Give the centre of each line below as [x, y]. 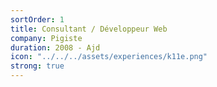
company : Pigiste [46, 38]
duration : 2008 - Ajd [55, 47]
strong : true [37, 66]
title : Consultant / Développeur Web [89, 29]
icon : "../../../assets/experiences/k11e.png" [109, 57]
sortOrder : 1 [37, 19]
